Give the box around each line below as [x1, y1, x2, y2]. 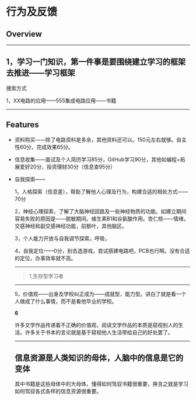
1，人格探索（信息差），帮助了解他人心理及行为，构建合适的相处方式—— [14, 188, 188, 195]
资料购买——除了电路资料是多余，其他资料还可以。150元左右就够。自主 [14, 136, 187, 143]
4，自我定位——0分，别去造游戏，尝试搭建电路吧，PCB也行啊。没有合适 [14, 247, 190, 254]
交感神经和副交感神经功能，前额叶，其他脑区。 [14, 222, 127, 229]
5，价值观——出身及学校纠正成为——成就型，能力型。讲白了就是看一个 [14, 290, 187, 297]
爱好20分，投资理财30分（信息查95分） [19, 163, 116, 170]
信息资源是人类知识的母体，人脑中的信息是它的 [14, 353, 184, 363]
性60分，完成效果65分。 [14, 143, 74, 150]
